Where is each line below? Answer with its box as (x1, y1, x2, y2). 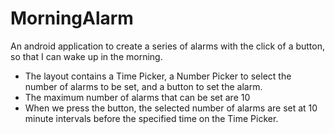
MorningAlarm (10, 7, 134, 30)
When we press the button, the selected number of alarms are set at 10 (24, 102, 318, 114)
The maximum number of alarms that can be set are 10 (24, 91, 251, 103)
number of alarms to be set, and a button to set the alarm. (24, 80, 263, 92)
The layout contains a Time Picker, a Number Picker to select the (24, 70, 292, 82)
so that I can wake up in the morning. (10, 50, 163, 62)
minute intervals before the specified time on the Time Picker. (24, 112, 279, 124)
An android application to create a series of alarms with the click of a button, (10, 40, 326, 52)
